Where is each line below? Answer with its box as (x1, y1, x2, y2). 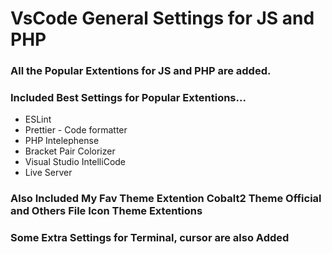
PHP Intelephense (24, 135, 100, 147)
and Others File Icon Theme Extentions (10, 204, 203, 218)
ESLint (24, 113, 52, 126)
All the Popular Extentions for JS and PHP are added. (10, 64, 272, 78)
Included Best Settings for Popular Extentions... (10, 91, 247, 105)
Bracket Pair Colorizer (24, 145, 116, 157)
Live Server (24, 167, 73, 179)
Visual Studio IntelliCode (24, 156, 127, 168)
